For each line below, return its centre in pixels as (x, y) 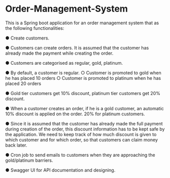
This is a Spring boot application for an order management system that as (82, 23)
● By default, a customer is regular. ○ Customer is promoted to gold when (83, 73)
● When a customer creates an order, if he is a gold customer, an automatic (84, 108)
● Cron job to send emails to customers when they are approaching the (80, 155)
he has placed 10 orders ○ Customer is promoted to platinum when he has (83, 78)
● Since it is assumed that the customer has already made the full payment (84, 123)
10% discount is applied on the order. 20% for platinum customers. (75, 114)
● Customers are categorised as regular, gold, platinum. (64, 63)
